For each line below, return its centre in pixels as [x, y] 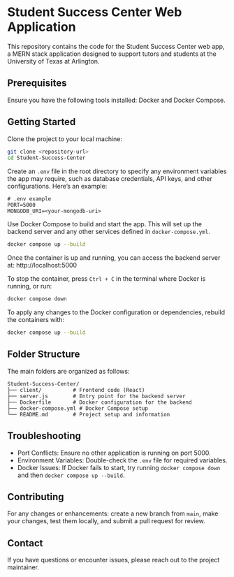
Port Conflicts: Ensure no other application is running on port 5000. [114, 453]
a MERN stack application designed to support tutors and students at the [112, 54]
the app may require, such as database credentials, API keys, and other [110, 179]
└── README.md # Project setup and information [89, 414]
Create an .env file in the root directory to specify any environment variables [117, 171]
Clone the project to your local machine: [65, 139]
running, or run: [30, 286]
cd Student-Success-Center [46, 158]
